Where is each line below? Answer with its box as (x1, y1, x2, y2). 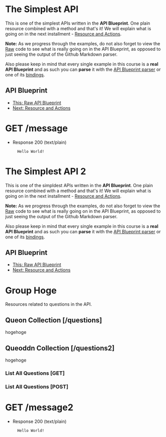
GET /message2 (5, 402, 74, 413)
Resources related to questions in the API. (5, 301, 92, 307)
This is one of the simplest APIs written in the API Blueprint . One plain (5, 20, 150, 26)
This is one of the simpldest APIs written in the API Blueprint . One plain (5, 182, 153, 188)
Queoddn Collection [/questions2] (5, 343, 115, 353)
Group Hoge (5, 285, 57, 296)
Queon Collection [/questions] (5, 316, 102, 324)
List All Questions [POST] (5, 383, 69, 390)
